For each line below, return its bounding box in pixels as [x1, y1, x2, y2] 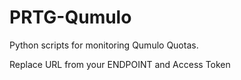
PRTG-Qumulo [9, 6, 132, 29]
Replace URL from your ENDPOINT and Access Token [9, 58, 231, 70]
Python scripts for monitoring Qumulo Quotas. [9, 39, 199, 51]
